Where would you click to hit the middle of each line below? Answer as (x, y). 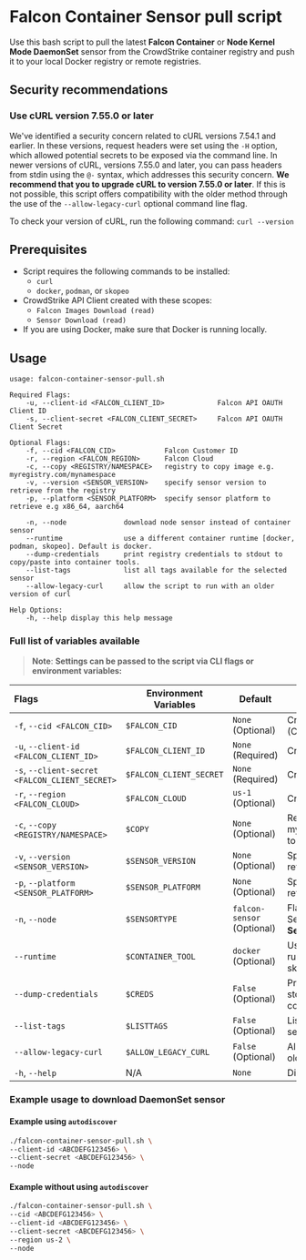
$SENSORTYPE (152, 919)
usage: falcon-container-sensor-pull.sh (87, 380)
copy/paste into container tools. (75, 563)
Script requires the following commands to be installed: (126, 271)
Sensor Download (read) (82, 320)
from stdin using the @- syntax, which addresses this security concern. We (149, 174)
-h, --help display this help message (99, 618)
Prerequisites (48, 250)
